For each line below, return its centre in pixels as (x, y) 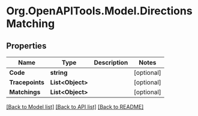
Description (111, 62)
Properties (26, 46)
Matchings (25, 92)
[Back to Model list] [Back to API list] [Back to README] (75, 107)
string (59, 73)
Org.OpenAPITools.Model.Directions (100, 11)
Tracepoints (27, 82)
